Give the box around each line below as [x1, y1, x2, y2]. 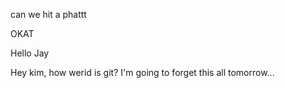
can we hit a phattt [10, 9, 87, 20]
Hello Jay [10, 47, 50, 59]
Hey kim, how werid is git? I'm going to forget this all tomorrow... [10, 67, 275, 78]
